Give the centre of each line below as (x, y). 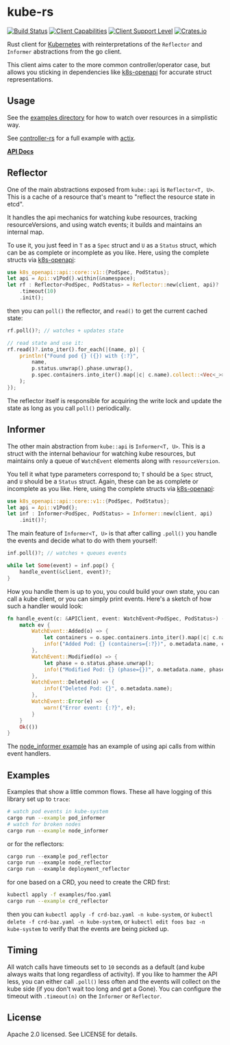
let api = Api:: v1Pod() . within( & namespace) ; (72, 278)
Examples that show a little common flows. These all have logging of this (110, 792)
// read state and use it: (46, 343)
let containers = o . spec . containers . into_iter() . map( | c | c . (131, 638)
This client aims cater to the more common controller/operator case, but (109, 64)
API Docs (21, 151)
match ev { (35, 625)
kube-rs (30, 12)
